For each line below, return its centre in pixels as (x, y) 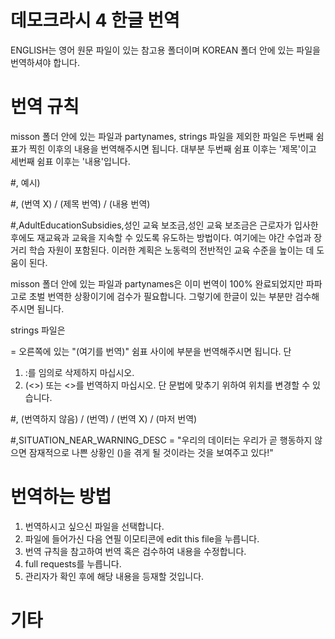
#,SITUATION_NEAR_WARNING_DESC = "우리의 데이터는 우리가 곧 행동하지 (161, 440)
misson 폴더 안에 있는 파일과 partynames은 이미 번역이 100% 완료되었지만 (157, 283)
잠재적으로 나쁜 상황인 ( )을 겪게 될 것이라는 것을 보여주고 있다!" (151, 452)
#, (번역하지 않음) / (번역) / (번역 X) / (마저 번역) (104, 418)
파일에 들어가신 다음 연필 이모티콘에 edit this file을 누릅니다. (142, 538)
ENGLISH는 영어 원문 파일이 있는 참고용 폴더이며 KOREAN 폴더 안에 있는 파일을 (165, 50)
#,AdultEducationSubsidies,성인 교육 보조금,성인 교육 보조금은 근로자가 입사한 (164, 225)
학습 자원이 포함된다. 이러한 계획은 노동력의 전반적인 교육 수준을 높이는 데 (171, 250)
